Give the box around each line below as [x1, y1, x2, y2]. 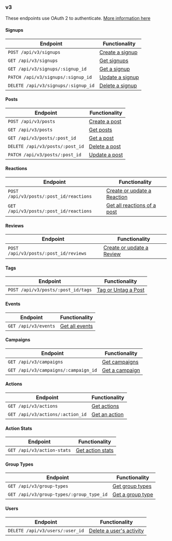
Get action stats [76, 447, 114, 454]
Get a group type [112, 491, 154, 498]
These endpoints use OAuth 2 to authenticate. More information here [5, 15, 151, 22]
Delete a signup [99, 82, 137, 89]
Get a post [89, 134, 114, 141]
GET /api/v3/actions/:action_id [8, 411, 87, 417]
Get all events [60, 322, 93, 329]
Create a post [89, 118, 122, 125]
